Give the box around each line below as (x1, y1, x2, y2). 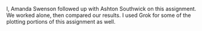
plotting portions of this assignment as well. (6, 18, 116, 25)
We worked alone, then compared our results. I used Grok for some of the (6, 12, 192, 19)
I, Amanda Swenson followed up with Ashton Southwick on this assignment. (6, 5, 197, 12)
